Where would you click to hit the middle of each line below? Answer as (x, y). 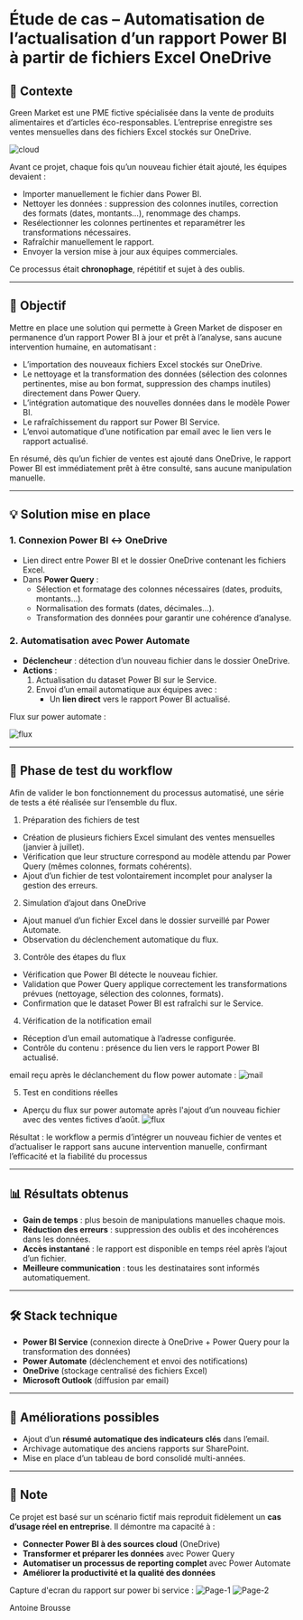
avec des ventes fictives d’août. (81, 1119)
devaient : (28, 177)
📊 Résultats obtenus (69, 1194)
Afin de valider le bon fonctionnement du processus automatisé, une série (147, 792)
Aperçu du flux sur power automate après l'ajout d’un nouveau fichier (151, 1110)
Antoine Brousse (40, 1607)
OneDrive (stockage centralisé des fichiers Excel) (115, 1371)
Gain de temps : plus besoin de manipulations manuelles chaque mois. (154, 1220)
